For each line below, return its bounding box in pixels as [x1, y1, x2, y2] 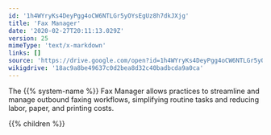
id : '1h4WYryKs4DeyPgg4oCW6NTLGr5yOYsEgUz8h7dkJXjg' [8, 11, 190, 20]
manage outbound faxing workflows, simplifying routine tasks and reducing [8, 94, 260, 104]
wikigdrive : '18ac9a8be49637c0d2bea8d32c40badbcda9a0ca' [8, 64, 204, 72]
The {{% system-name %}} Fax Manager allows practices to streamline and [8, 86, 260, 96]
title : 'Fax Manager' [8, 19, 81, 27]
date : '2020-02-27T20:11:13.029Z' [8, 27, 125, 35]
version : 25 [8, 34, 48, 43]
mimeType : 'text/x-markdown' [8, 42, 106, 50]
